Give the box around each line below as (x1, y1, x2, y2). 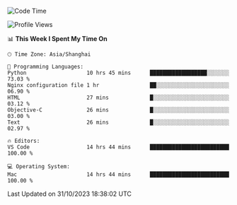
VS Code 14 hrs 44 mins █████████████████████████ (7, 143, 230, 151)
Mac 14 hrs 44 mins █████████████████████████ (7, 171, 230, 178)
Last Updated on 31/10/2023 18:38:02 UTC (7, 189, 132, 198)
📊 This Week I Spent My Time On (7, 35, 108, 42)
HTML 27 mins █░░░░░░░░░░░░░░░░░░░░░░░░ (7, 94, 230, 101)
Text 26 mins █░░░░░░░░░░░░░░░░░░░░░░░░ (7, 119, 230, 126)
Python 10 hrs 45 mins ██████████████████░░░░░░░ (7, 69, 230, 76)
